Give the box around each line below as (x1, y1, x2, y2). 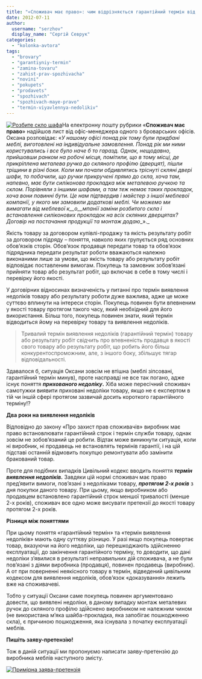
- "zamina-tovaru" (11, 65, 58, 71)
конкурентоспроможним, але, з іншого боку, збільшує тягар (21, 349, 177, 356)
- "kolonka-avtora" (11, 43, 61, 49)
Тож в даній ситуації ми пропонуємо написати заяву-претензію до (6, 648, 178, 655)
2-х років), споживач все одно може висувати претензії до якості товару (6, 499, 195, 506)
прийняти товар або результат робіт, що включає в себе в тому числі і (6, 267, 188, 275)
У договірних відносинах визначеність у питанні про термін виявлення (6, 286, 189, 294)
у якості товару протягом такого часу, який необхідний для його (6, 305, 172, 312)
